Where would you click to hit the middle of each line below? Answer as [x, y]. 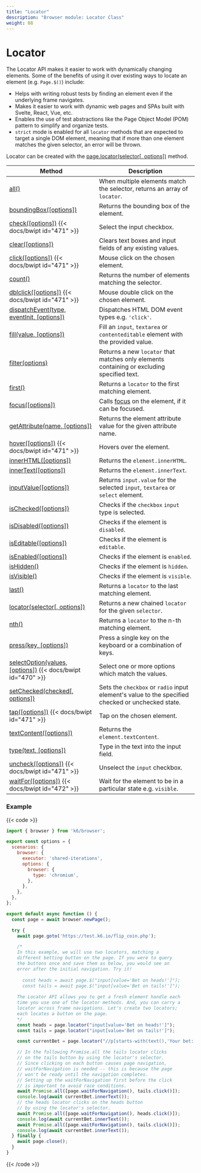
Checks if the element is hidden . [144, 566]
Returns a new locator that [137, 352]
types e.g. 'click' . [125, 317]
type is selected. [122, 512]
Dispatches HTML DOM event [141, 310]
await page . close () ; [42, 1142]
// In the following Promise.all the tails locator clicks [92, 1052]
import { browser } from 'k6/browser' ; [56, 831]
